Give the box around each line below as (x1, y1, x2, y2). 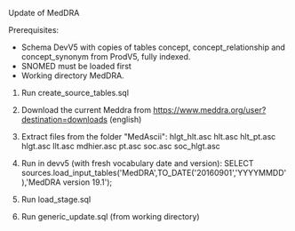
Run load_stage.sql (20, 195, 92, 204)
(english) (109, 115, 142, 124)
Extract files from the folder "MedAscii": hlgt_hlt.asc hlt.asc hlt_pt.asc (20, 131, 276, 141)
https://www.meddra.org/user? (153, 105, 267, 115)
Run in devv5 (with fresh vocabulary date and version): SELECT (20, 158, 254, 168)
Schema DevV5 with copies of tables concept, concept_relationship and (20, 42, 286, 52)
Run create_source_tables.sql (20, 88, 130, 98)
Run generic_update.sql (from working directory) (20, 211, 201, 221)
